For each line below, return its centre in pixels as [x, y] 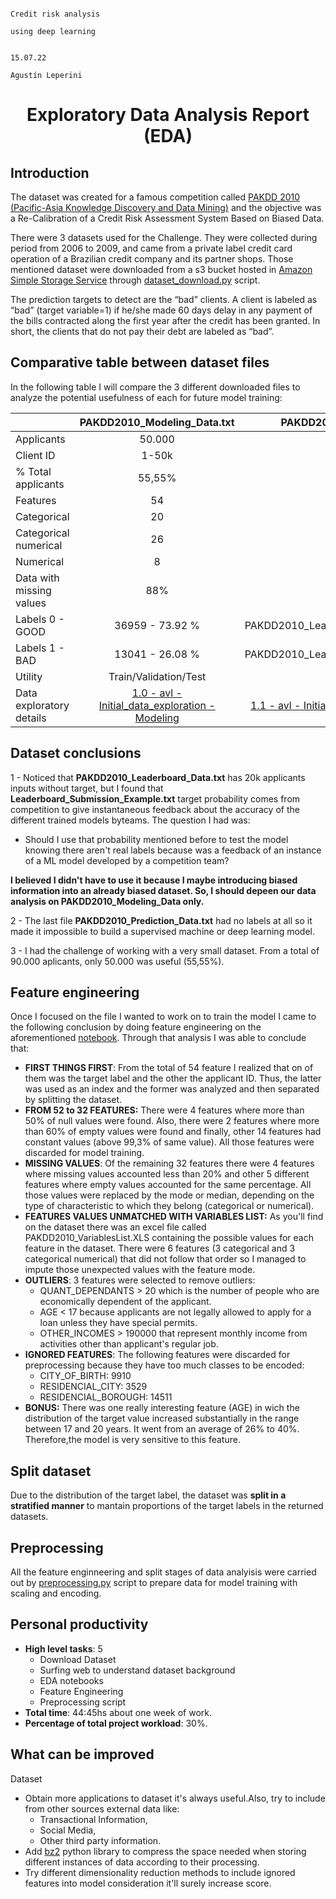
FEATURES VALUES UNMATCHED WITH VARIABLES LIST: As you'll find [174, 1217]
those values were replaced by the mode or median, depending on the [169, 1195]
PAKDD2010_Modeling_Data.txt [157, 422]
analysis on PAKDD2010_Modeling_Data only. [107, 901]
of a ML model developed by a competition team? [127, 860]
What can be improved [82, 1754]
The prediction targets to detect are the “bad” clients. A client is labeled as [164, 299]
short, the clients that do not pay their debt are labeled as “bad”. [142, 331]
